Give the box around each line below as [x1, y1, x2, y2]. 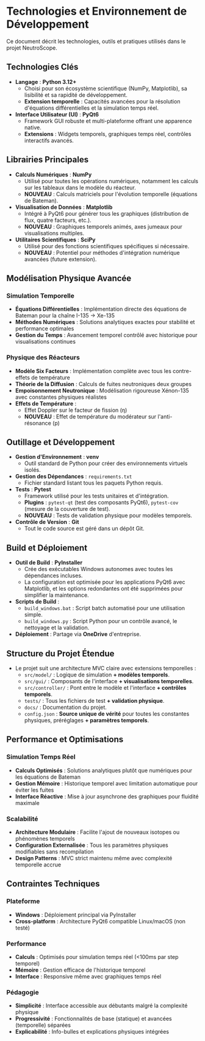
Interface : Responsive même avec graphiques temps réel [15, 972, 162, 980]
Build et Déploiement [6, 542, 87, 553]
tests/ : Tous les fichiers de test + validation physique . [24, 697, 165, 704]
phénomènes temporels [15, 835, 75, 842]
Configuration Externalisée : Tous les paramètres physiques [15, 841, 169, 849]
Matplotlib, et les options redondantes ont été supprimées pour [24, 585, 183, 592]
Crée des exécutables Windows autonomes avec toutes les [24, 566, 173, 573]
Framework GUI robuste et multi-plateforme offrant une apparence [24, 117, 192, 124]
